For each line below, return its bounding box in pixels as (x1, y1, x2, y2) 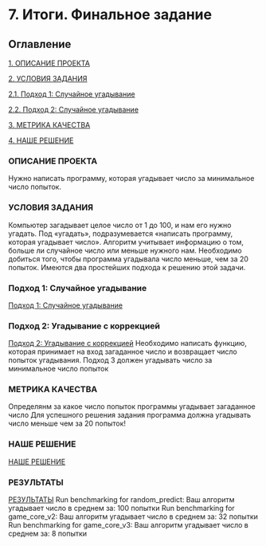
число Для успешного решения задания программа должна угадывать (8, 410, 252, 420)
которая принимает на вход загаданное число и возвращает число (8, 347, 237, 356)
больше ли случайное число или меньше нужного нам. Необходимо (8, 246, 242, 255)
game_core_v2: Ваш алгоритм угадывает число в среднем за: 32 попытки (8, 512, 259, 521)
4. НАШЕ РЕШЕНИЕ (8, 136, 74, 145)
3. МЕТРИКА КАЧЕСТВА (8, 120, 91, 129)
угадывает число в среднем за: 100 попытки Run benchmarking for (8, 504, 235, 513)
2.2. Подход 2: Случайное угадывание (8, 105, 139, 114)
